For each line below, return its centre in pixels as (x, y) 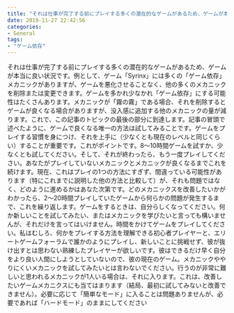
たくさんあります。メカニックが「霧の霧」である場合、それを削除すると (123, 102)
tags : (15, 40)
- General (22, 33)
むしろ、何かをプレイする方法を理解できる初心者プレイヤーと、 (123, 233)
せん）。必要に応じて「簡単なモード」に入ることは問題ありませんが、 (118, 294)
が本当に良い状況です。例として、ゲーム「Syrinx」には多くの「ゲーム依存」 (116, 75)
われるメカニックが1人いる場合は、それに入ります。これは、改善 (124, 276)
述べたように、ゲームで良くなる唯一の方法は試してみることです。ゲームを (113, 128)
